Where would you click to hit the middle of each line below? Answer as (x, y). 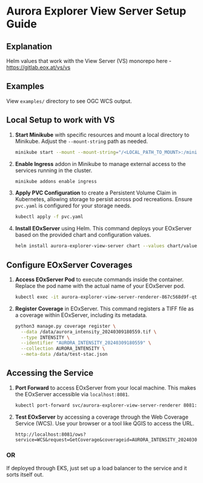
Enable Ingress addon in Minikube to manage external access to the (100, 164)
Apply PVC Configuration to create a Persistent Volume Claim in (96, 193)
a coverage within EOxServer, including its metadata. (81, 315)
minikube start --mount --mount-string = (67, 152)
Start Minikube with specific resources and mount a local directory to (102, 135)
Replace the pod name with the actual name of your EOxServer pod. (100, 285)
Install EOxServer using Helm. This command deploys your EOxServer (103, 228)
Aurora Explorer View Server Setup (96, 11)
